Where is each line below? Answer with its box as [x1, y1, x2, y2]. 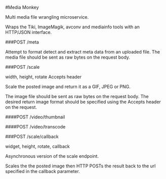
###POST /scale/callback [5, 133, 59, 140]
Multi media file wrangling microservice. [5, 14, 89, 20]
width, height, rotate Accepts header [5, 74, 82, 80]
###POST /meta [5, 39, 39, 45]
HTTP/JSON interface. [5, 29, 52, 35]
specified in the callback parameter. [5, 168, 80, 174]
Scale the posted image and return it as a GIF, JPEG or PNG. [5, 83, 131, 89]
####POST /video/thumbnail [5, 114, 65, 120]
